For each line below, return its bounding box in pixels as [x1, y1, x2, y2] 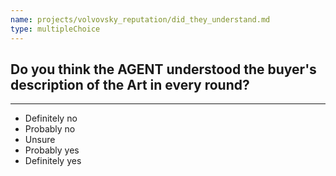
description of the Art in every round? [10, 76, 250, 93]
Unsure [24, 134, 56, 146]
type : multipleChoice [10, 24, 101, 34]
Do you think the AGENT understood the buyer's [10, 61, 317, 78]
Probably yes [24, 144, 80, 156]
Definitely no [24, 112, 78, 125]
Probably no [24, 123, 76, 135]
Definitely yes [24, 155, 82, 167]
